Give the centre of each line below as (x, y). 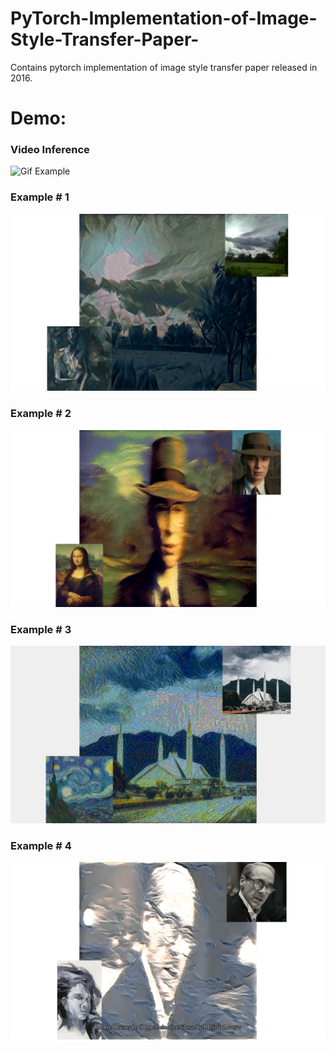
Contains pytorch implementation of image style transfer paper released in (164, 67)
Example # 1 (40, 197)
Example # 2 (41, 414)
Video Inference (50, 150)
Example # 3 (41, 629)
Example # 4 (41, 845)
